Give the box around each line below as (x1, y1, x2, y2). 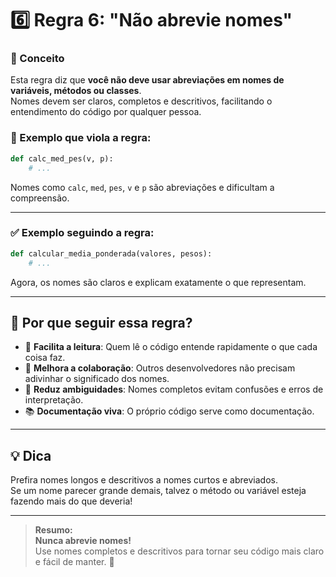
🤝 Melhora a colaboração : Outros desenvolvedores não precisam (24, 362, 296, 374)
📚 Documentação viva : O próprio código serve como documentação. (24, 405, 315, 417)
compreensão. (10, 192, 70, 204)
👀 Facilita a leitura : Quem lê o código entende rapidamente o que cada (24, 341, 318, 353)
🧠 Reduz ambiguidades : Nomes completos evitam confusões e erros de (24, 383, 324, 396)
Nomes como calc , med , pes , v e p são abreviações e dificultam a (10, 181, 275, 193)
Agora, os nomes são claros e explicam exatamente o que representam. (10, 276, 307, 288)
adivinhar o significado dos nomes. (24, 373, 170, 385)
